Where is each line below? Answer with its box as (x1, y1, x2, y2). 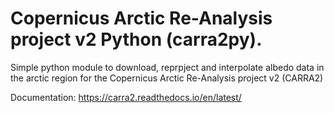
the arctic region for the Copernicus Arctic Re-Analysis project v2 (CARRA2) (10, 72, 324, 84)
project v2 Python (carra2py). (10, 28, 263, 51)
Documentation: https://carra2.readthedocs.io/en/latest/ (10, 91, 242, 103)
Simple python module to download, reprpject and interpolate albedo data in (10, 61, 325, 73)
